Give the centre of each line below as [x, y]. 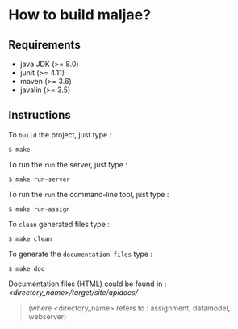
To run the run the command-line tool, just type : [89, 194]
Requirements [44, 45]
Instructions [40, 115]
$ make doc [27, 268]
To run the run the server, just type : [68, 164]
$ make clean [30, 239]
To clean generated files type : [59, 224]
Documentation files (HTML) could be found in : [88, 284]
